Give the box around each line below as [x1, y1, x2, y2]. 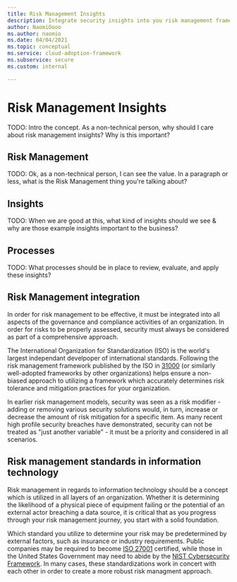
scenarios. [7, 435, 38, 443]
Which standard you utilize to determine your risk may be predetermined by [7, 529, 227, 537]
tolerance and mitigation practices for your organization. [7, 383, 171, 392]
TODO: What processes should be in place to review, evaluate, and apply [7, 263, 219, 272]
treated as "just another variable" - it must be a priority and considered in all [7, 427, 229, 436]
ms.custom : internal [7, 63, 68, 70]
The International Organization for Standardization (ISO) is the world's [7, 346, 210, 354]
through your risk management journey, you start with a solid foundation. [7, 516, 219, 524]
